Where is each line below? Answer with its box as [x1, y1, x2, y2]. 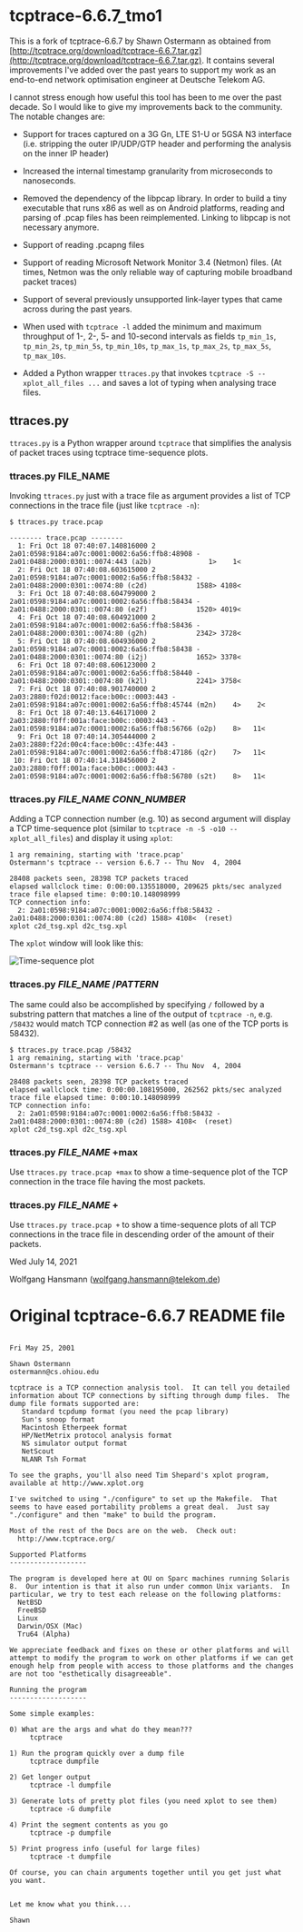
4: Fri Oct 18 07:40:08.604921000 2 [17, 613, 156, 622]
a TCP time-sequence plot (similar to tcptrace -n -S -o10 [9, 823, 226, 834]
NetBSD [17, 1598, 43, 1608]
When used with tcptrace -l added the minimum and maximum [22, 321, 262, 332]
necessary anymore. [22, 222, 100, 233]
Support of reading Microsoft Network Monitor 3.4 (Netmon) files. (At [22, 256, 282, 268]
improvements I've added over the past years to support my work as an [9, 64, 277, 75]
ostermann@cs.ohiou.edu [9, 1368, 100, 1377]
